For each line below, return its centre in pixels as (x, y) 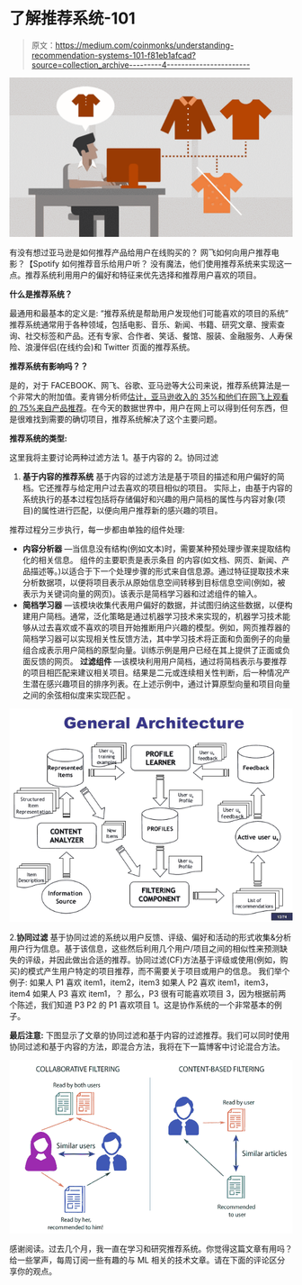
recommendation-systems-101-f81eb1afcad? (113, 55)
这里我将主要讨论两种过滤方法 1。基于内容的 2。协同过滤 (114, 458)
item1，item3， (245, 982)
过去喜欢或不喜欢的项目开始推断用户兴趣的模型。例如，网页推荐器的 (164, 628)
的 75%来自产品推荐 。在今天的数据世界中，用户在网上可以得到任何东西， (145, 408)
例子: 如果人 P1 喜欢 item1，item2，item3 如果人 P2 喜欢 (112, 982)
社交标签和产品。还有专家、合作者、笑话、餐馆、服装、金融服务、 (147, 336)
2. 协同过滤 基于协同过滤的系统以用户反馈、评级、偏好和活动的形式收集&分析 (151, 937)
